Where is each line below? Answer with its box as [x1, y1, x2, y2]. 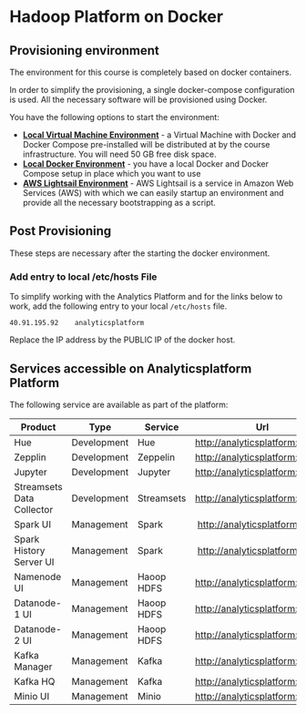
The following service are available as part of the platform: [9, 399, 229, 410]
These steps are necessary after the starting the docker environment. [9, 248, 270, 259]
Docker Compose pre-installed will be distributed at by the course [22, 139, 270, 149]
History [14, 544, 46, 556]
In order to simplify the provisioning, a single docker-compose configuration [9, 85, 295, 95]
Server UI [14, 556, 55, 568]
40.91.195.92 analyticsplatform [9, 319, 145, 328]
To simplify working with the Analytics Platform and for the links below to [9, 291, 283, 302]
